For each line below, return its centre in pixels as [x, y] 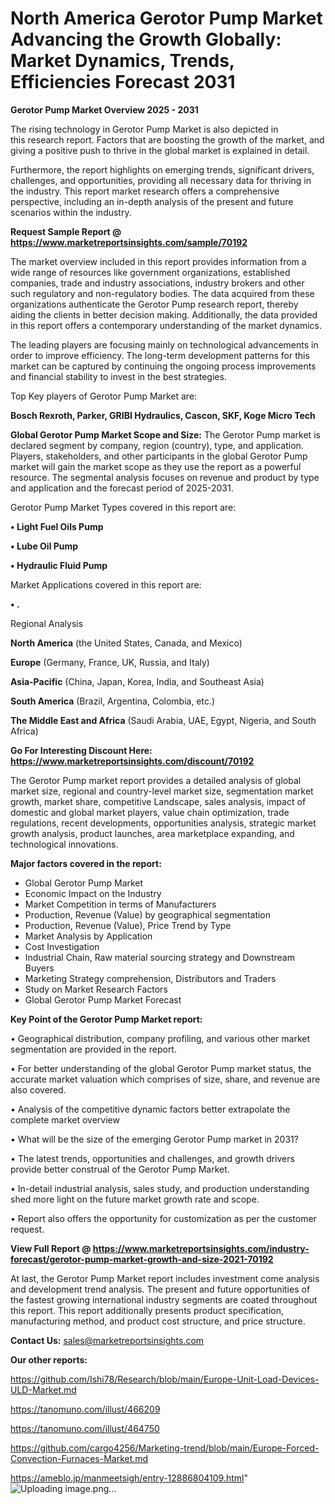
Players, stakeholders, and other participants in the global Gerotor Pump [159, 456]
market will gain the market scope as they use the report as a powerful [156, 466]
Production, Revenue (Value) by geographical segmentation [148, 914]
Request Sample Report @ [66, 231]
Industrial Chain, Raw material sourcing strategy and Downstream [159, 957]
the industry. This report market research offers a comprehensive [145, 191]
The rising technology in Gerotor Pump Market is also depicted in [144, 129]
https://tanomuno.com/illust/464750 [85, 1428]
